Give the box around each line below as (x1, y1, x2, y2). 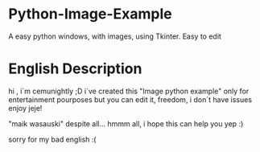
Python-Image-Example (8, 5, 172, 23)
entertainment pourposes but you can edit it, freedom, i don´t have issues (8, 94, 252, 105)
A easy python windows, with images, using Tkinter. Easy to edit (8, 31, 221, 41)
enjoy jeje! (8, 103, 43, 113)
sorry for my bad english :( (8, 134, 97, 144)
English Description (8, 60, 142, 78)
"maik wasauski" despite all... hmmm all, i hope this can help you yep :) (8, 118, 244, 129)
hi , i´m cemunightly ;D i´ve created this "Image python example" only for (8, 86, 250, 96)
